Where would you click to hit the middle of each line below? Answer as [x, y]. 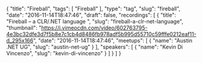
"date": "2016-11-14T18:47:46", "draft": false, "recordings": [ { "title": [91, 15]
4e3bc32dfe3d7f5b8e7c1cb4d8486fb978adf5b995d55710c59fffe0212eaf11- [101, 34]
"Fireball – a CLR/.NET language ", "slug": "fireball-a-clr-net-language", [95, 21]
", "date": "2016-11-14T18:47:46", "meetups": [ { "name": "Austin [113, 40]
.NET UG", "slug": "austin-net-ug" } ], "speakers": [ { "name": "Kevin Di [95, 47]
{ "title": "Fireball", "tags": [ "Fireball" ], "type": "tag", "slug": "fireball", [93, 9]
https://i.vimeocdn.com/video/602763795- [95, 28]
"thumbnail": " [24, 28]
